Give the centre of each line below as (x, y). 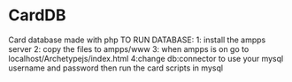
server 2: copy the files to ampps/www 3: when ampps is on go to (129, 48)
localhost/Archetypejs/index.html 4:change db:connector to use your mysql (146, 58)
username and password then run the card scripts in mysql (115, 68)
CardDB (38, 15)
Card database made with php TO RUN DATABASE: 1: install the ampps (137, 40)
